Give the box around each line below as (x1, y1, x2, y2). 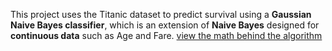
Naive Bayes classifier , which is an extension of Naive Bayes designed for (10, 19, 320, 31)
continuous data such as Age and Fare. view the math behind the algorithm (10, 30, 323, 41)
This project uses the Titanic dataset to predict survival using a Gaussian (10, 9, 312, 20)
